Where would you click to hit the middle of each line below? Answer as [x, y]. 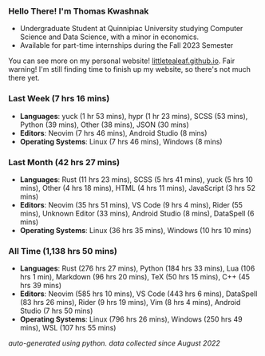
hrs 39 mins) [41, 286]
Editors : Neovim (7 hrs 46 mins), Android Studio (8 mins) [113, 133]
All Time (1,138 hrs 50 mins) [63, 251]
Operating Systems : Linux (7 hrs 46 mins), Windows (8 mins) [121, 141]
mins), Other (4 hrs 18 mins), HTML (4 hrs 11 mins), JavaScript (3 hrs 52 [137, 188]
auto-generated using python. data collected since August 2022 [115, 343]
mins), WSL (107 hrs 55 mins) [68, 328]
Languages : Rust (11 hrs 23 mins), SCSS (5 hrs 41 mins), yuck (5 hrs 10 [136, 179]
